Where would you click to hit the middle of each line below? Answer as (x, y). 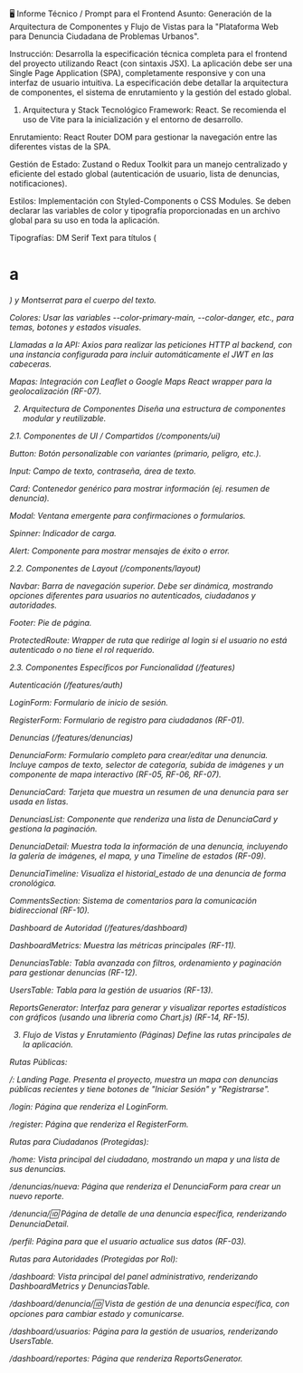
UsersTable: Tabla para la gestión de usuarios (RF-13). (112, 990)
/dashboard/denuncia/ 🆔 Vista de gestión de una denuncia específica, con (150, 1303)
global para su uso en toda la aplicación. (85, 220)
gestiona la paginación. (53, 829)
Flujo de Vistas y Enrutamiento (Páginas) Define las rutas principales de (157, 1034)
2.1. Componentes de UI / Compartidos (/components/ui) (115, 436)
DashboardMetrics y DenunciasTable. (80, 1286)
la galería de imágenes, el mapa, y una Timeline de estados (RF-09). (138, 856)
